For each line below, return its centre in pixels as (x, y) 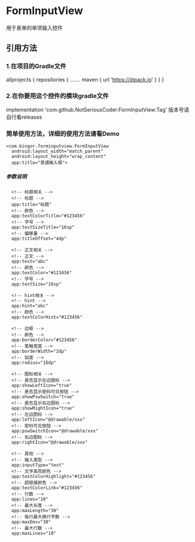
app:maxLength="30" (35, 511)
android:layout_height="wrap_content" (59, 157)
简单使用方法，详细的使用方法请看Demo (63, 133)
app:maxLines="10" (34, 533)
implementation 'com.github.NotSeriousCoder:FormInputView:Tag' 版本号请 (97, 109)
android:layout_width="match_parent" (58, 152)
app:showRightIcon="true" (43, 408)
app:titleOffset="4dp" (39, 239)
